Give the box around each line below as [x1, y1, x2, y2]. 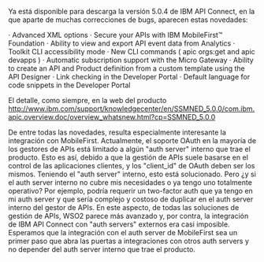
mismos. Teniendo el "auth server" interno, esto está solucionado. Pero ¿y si [8, 169, 256, 179]
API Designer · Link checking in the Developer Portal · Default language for [8, 72, 251, 81]
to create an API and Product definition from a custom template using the [8, 64, 246, 73]
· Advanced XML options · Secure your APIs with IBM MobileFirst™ [8, 31, 223, 39]
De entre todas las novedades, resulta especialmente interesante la [8, 127, 227, 137]
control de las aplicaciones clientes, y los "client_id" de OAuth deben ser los [8, 161, 255, 170]
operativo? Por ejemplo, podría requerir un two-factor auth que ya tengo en [8, 186, 254, 195]
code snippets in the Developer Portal [8, 80, 131, 90]
